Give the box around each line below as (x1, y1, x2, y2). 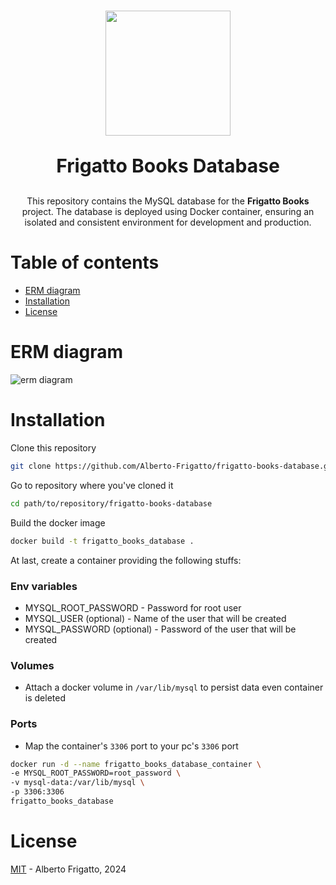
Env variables (10, 579, 78, 593)
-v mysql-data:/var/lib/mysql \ (10, 778, 145, 788)
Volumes (10, 658, 55, 672)
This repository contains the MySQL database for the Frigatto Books (26, 195, 310, 207)
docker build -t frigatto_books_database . (10, 536, 195, 546)
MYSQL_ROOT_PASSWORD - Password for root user (24, 601, 242, 614)
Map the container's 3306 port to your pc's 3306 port (24, 740, 239, 752)
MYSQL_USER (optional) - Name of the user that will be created (24, 612, 287, 624)
